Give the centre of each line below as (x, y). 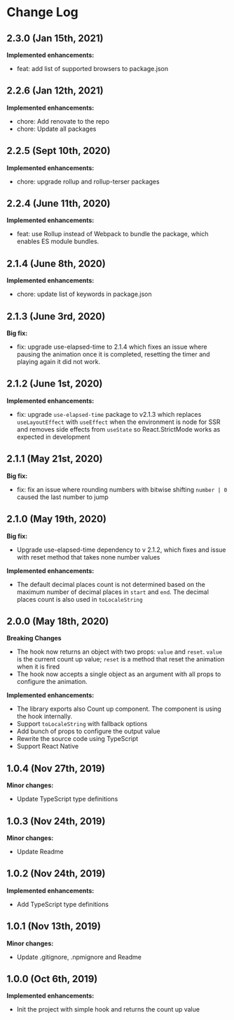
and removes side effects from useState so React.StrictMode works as (118, 429)
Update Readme (40, 851)
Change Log (42, 12)
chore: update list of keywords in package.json (84, 294)
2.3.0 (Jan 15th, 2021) (55, 38)
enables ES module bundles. (58, 241)
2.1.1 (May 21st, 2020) (55, 459)
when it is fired (38, 667)
